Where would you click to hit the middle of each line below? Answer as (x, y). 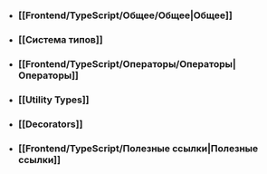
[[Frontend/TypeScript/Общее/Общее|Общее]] (125, 15)
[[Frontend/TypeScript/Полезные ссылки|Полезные (138, 148)
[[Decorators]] (50, 124)
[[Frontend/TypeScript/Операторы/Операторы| (127, 63)
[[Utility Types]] (53, 100)
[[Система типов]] (60, 39)
